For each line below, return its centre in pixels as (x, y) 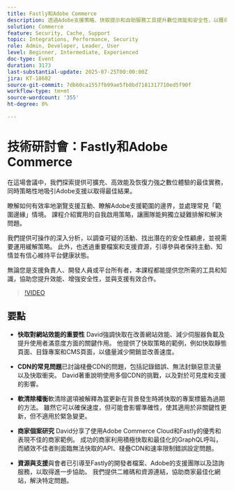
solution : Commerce (36, 26)
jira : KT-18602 (29, 78)
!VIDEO (34, 292)
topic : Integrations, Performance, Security (73, 40)
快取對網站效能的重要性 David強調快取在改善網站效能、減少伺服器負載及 (121, 334)
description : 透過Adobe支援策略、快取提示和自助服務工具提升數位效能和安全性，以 (113, 20)
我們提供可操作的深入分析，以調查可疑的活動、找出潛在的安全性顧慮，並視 (114, 238)
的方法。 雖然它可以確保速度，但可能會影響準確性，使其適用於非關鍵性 (119, 407)
